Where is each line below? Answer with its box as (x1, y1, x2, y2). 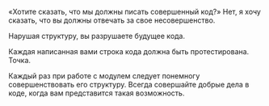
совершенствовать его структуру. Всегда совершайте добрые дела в (8, 80, 250, 89)
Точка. (8, 56, 31, 65)
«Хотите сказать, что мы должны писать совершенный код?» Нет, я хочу (8, 7, 261, 16)
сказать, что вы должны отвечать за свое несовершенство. (8, 15, 216, 25)
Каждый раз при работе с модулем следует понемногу (8, 71, 200, 80)
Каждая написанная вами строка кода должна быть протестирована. (8, 47, 250, 56)
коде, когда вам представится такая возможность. (8, 88, 185, 98)
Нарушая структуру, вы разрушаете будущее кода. (8, 32, 186, 40)
